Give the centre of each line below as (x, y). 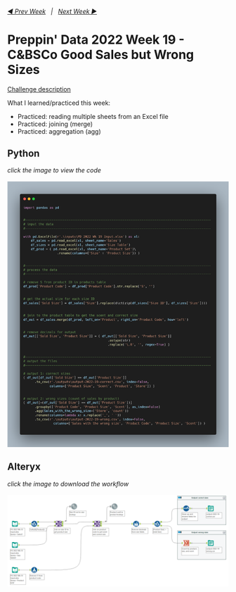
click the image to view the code (54, 170)
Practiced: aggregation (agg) (59, 131)
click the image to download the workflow (68, 484)
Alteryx (24, 467)
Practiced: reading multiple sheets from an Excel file (93, 116)
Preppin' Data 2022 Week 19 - (96, 39)
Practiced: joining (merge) (55, 124)
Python (24, 153)
